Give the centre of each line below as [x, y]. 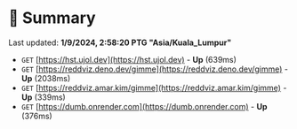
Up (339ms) [43, 97]
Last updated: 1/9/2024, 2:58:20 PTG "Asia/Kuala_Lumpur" [120, 42]
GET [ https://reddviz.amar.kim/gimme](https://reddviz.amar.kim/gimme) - [154, 87]
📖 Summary [52, 18]
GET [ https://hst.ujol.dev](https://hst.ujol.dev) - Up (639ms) [129, 59]
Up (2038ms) [46, 78]
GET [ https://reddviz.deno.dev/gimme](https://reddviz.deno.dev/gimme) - [155, 69]
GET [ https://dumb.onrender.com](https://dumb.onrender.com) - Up [144, 106]
